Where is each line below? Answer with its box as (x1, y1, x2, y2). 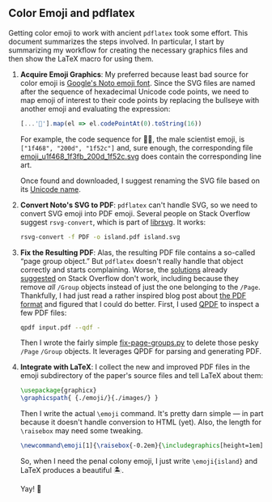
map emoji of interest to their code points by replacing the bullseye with (19, 95, 260, 104)
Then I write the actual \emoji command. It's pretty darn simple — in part (19, 409, 264, 419)
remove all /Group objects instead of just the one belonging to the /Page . (19, 282, 261, 291)
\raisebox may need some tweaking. (19, 426, 143, 436)
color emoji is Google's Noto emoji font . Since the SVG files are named (19, 78, 256, 87)
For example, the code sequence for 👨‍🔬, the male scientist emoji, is (19, 134, 245, 144)
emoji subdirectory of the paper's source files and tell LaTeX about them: (19, 371, 264, 381)
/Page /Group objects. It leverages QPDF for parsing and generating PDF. (19, 347, 261, 356)
